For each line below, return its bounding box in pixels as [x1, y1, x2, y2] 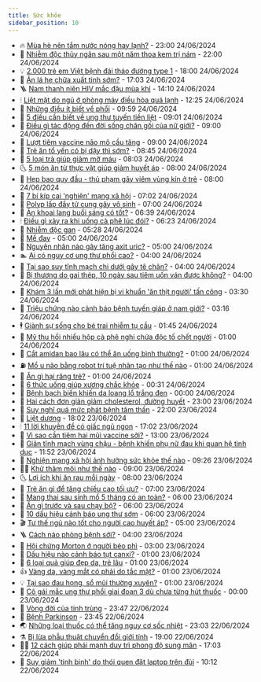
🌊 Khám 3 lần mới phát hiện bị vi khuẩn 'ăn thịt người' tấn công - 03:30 [19, 286, 249, 296]
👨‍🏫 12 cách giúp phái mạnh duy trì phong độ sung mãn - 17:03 [19, 640, 222, 650]
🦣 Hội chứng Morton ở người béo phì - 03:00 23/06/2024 [19, 540, 205, 551]
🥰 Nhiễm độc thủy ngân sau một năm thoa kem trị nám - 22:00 [19, 49, 222, 59]
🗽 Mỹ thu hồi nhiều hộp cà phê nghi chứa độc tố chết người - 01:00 [19, 332, 237, 341]
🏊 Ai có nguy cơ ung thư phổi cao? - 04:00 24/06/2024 [19, 250, 202, 260]
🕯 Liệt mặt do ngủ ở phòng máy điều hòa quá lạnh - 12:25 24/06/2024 [19, 95, 244, 105]
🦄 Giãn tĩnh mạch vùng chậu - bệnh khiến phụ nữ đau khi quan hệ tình [19, 438, 247, 448]
